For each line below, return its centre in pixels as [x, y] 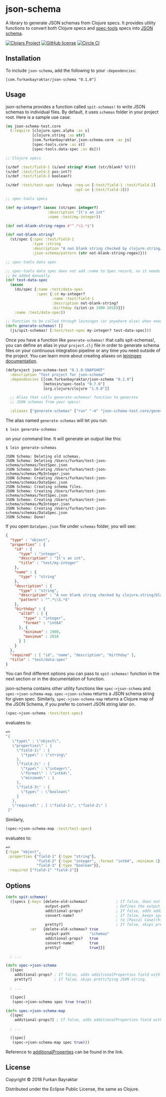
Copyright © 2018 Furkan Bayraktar [42, 1079]
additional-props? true [72, 938]
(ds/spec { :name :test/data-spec [49, 290]
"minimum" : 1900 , [42, 632]
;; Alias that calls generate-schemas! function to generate [74, 398]
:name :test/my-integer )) [74, 217]
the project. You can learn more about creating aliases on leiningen [74, 356]
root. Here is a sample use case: [38, 117]
